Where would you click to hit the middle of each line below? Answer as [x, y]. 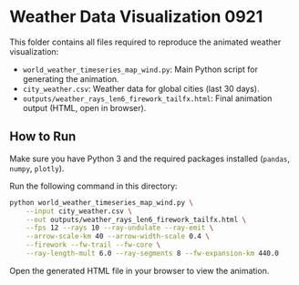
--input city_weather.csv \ [79, 211]
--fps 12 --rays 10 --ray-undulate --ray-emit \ [120, 228]
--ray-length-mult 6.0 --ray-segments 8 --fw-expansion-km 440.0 [153, 253]
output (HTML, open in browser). [84, 107]
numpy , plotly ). [37, 168]
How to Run [43, 137]
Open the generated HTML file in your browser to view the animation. [139, 270]
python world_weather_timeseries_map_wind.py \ [102, 202]
